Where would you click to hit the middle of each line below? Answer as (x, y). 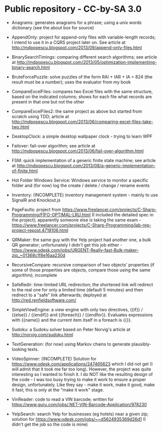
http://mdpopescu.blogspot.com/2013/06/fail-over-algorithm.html (78, 151)
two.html (20, 127)
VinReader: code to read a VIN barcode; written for (63, 399)
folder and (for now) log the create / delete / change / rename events (81, 185)
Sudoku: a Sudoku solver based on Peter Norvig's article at (71, 329)
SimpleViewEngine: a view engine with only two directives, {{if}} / (77, 309)
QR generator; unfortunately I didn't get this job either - (67, 245)
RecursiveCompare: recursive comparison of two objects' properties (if (83, 265)
